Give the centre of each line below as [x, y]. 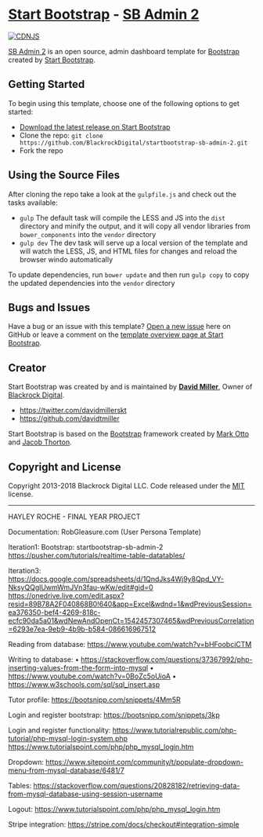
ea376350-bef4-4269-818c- [54, 612]
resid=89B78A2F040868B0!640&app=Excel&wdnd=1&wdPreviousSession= [130, 604]
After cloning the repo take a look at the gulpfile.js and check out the [122, 194]
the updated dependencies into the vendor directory [92, 283]
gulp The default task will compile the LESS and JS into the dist [122, 217]
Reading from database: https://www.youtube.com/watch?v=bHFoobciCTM [130, 644]
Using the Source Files [64, 175]
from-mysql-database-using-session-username [85, 794]
